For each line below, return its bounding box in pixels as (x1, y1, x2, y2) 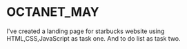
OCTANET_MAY (6, 4, 99, 20)
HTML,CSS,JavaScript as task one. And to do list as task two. (6, 34, 181, 42)
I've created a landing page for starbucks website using (6, 27, 165, 35)
